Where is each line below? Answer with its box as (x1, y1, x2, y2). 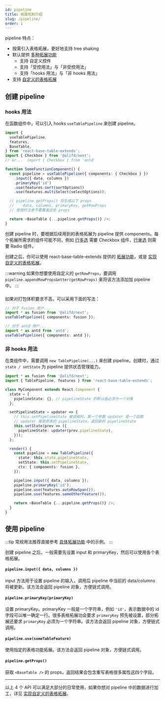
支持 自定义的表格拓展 (12, 76, 57, 82)
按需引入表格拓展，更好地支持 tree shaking (12, 45, 99, 52)
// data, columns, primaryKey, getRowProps (9, 203, 107, 208)
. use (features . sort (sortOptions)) (14, 185, 84, 190)
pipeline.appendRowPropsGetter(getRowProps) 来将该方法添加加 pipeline (5, 276, 151, 282)
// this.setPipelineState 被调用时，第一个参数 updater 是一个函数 (14, 414, 144, 419)
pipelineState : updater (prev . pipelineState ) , (18, 428, 113, 433)
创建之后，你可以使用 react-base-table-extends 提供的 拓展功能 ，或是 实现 (5, 254, 157, 259)
